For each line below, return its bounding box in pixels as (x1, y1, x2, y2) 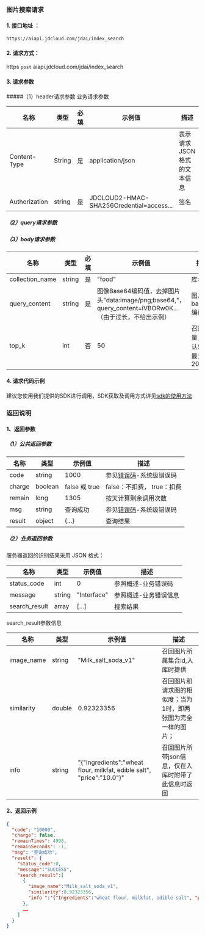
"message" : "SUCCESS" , (17, 866, 72, 873)
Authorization (9, 197, 48, 206)
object (35, 516, 54, 525)
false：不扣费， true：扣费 (106, 482, 182, 491)
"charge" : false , (12, 832, 56, 839)
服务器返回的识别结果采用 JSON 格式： (6, 551, 105, 559)
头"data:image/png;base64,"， (96, 296, 185, 304)
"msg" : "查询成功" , (12, 850, 58, 856)
